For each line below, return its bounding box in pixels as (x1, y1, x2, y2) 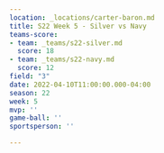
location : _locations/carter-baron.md (9, 13, 155, 22)
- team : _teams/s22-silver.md (9, 38, 123, 48)
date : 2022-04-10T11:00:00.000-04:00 (9, 80, 151, 89)
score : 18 (17, 47, 54, 56)
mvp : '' (9, 105, 39, 114)
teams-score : (9, 30, 59, 39)
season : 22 (9, 88, 50, 97)
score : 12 (17, 64, 54, 73)
